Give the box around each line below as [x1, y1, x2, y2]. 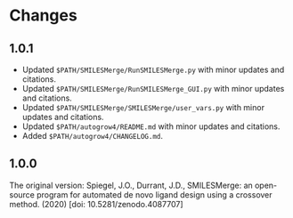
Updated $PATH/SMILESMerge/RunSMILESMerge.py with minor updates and [21, 64, 285, 75]
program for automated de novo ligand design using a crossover [37, 189, 273, 200]
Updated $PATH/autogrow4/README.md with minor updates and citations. [21, 121, 281, 132]
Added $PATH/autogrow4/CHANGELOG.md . [21, 131, 163, 141]
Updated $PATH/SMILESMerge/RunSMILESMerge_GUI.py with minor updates [21, 84, 285, 93]
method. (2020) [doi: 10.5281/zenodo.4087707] [9, 198, 184, 209]
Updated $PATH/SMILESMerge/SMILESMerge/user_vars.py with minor [21, 102, 265, 112]
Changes [9, 5, 77, 26]
